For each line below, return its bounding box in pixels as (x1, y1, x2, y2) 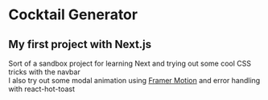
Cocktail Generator (8, 6, 138, 24)
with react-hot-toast (8, 84, 75, 94)
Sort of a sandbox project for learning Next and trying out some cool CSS (8, 58, 252, 68)
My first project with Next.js (8, 38, 152, 51)
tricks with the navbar (8, 67, 80, 77)
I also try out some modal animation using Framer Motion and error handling (8, 76, 261, 85)
